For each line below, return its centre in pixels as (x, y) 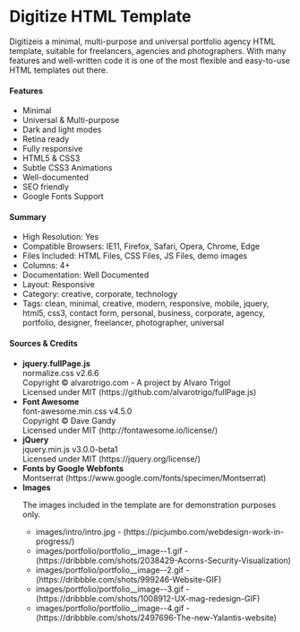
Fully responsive (52, 149)
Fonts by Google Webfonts (73, 468)
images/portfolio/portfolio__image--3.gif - (112, 589)
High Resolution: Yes (60, 237)
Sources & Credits (43, 343)
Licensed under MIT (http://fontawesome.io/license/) (120, 430)
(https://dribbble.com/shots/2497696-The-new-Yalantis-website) (156, 618)
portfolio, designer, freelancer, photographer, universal (123, 323)
